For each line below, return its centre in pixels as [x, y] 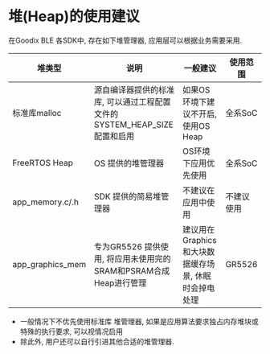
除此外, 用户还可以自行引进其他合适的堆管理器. [97, 341]
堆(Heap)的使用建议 [74, 16]
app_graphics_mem [49, 264]
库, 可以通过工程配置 [132, 101]
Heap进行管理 [120, 282]
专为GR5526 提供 [127, 246]
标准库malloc [37, 113]
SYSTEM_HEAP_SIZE [134, 124]
